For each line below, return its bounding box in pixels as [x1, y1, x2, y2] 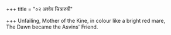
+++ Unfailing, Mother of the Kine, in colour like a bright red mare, [6, 17, 166, 24]
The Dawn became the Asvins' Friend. [6, 23, 98, 30]
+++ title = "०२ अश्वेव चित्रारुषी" [6, 6, 73, 12]
